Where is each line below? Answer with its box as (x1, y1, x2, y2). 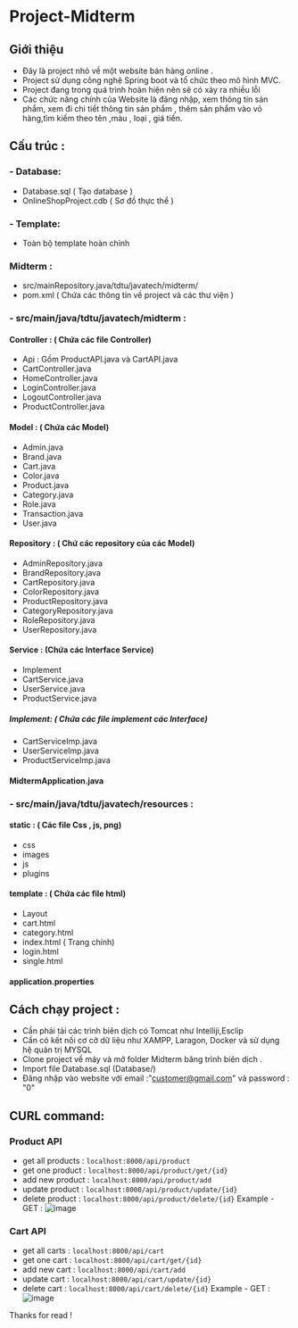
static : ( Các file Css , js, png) (9, 819, 122, 831)
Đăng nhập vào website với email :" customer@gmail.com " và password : (21, 1073, 290, 1083)
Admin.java (21, 442, 64, 452)
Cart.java (21, 461, 56, 471)
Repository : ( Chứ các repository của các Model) (9, 538, 195, 549)
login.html (21, 946, 60, 957)
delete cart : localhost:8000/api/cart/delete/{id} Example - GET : (21, 1283, 270, 1294)
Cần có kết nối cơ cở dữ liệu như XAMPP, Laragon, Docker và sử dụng (21, 1035, 280, 1046)
